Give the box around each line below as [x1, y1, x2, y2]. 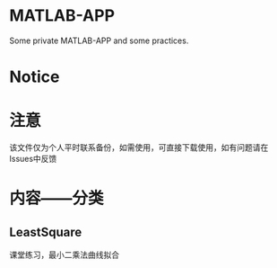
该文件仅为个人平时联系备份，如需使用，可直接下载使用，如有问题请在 [9, 142, 269, 153]
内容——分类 [9, 188, 105, 209]
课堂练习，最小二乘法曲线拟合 [9, 249, 119, 261]
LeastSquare [9, 224, 82, 239]
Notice [9, 67, 60, 87]
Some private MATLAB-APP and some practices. [9, 35, 189, 46]
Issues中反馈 [9, 154, 57, 165]
